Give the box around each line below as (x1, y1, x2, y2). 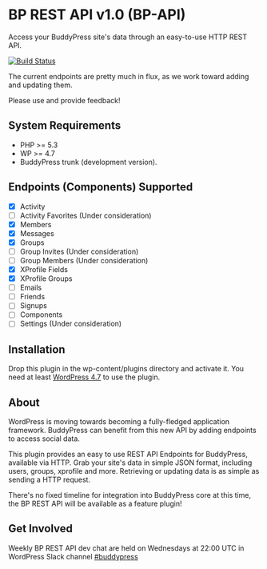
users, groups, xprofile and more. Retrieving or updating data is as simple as (8, 467, 260, 476)
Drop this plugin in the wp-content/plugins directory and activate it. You (8, 364, 245, 374)
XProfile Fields (19, 265, 68, 274)
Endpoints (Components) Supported (8, 180, 193, 194)
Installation (8, 343, 66, 356)
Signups (19, 301, 48, 311)
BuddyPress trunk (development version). (19, 157, 157, 166)
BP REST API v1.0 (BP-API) (8, 6, 186, 24)
